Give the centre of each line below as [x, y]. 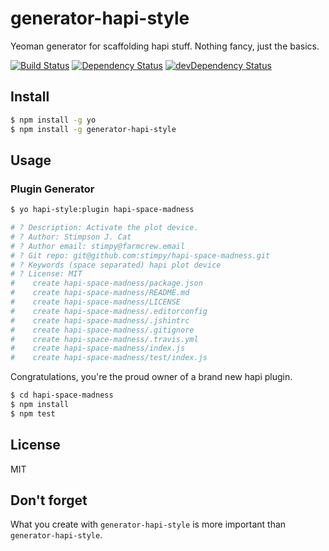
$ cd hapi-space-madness [62, 395]
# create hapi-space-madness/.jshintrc [100, 320]
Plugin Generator [52, 189]
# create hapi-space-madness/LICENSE [96, 302]
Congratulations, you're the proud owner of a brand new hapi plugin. [151, 377]
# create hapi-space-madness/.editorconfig [109, 311]
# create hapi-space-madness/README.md [100, 293]
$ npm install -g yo [53, 120]
